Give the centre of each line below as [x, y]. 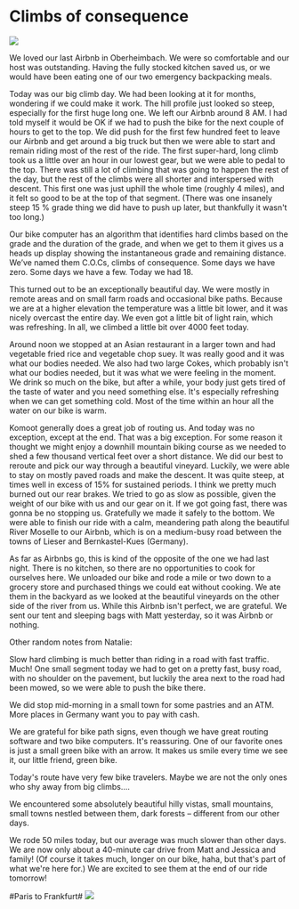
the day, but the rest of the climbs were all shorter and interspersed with [141, 179]
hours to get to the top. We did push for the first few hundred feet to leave [145, 132]
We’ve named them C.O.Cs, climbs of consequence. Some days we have [142, 262]
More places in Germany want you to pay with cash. [105, 714]
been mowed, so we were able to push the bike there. [108, 687]
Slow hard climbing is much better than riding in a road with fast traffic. [139, 659]
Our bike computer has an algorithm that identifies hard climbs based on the [149, 234]
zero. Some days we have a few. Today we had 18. [101, 272]
